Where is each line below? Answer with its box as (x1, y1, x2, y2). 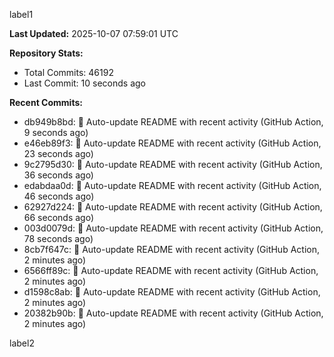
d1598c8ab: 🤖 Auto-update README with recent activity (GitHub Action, (23, 286, 321, 298)
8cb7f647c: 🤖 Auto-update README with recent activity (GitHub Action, (23, 244, 320, 255)
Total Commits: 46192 (23, 67, 114, 78)
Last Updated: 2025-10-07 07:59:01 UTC (9, 28, 179, 39)
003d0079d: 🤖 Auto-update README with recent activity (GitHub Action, (23, 222, 324, 234)
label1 (9, 9, 34, 20)
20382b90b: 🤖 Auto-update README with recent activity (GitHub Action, (23, 307, 324, 319)
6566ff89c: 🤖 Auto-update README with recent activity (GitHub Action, (23, 265, 319, 276)
